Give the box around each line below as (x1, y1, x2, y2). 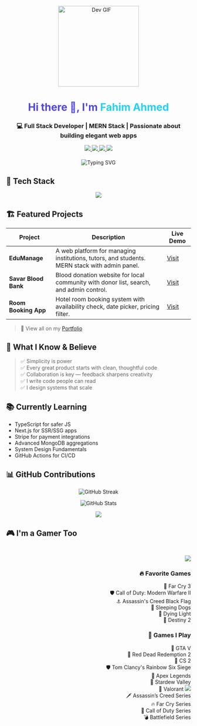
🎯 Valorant (158, 685, 184, 693)
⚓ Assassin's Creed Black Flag (116, 598, 191, 605)
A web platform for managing (55, 247, 136, 255)
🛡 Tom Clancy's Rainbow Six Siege (106, 664, 191, 671)
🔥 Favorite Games (139, 569, 191, 577)
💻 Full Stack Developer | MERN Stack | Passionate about (16, 122, 181, 130)
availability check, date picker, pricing (55, 302, 159, 311)
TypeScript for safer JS (14, 421, 72, 428)
